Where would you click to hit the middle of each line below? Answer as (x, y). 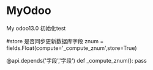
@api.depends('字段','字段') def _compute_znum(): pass (76, 60)
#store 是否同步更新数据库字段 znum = (55, 41)
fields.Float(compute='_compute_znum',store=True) (72, 48)
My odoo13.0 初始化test (36, 28)
